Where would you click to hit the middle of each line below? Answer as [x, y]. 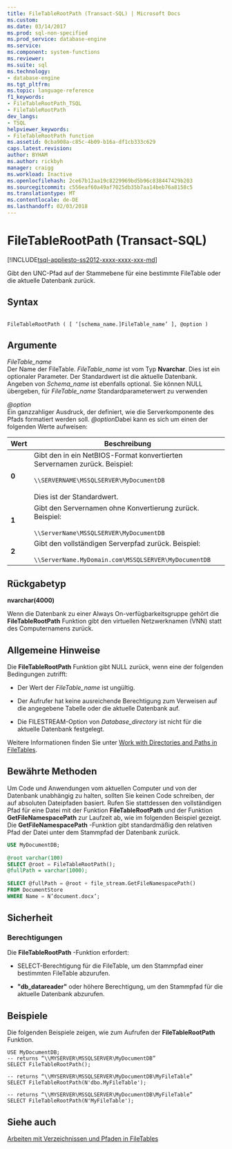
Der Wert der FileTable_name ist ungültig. [76, 688]
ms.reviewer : [26, 59]
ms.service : [24, 46]
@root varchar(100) [35, 858]
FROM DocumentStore [35, 890]
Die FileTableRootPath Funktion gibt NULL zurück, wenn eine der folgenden [115, 667]
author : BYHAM [28, 155]
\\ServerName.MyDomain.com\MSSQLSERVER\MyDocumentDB [123, 560]
